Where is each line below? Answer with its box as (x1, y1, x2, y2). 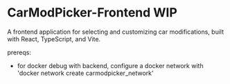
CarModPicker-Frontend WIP (7, 5, 178, 21)
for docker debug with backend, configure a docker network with (17, 61, 204, 70)
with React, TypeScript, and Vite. (7, 34, 101, 43)
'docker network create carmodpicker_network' (17, 69, 154, 77)
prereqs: (7, 48, 31, 56)
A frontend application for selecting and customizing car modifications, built (7, 28, 224, 36)
